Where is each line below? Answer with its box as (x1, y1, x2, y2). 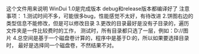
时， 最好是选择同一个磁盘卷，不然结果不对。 (6, 42, 117, 49)
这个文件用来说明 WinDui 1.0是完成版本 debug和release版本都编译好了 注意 (6, 5, 190, 12)
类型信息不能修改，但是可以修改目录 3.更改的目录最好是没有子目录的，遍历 (6, 20, 189, 26)
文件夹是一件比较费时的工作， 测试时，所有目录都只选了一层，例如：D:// (6, 27, 184, 34)
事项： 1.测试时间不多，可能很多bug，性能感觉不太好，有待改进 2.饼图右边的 (6, 12, 194, 19)
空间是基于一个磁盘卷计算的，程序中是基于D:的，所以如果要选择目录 (23, 35, 189, 41)
